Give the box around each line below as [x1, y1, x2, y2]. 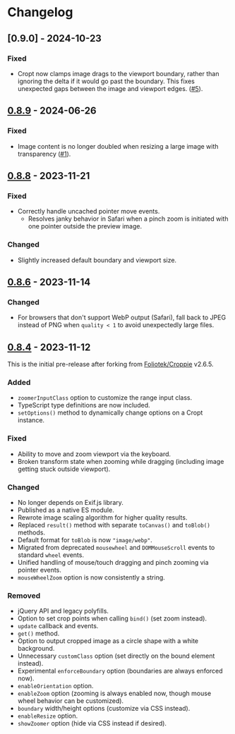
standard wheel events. [17, 551, 85, 559]
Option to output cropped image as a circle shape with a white [17, 637, 199, 645]
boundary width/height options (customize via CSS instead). [17, 704, 191, 713]
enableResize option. [17, 711, 78, 720]
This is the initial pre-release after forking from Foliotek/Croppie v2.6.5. [7, 360, 214, 369]
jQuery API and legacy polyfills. [17, 607, 109, 616]
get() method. [17, 629, 60, 638]
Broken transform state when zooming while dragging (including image [17, 457, 224, 465]
